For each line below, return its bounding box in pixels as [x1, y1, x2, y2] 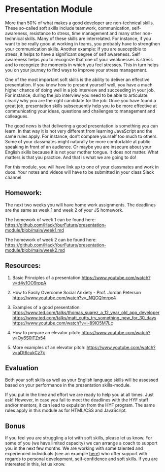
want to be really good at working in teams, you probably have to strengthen [5, 40, 160, 46]
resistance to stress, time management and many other [29, 30, 142, 36]
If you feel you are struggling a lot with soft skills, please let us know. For [5, 435, 153, 441]
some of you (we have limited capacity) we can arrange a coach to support [5, 440, 158, 446]
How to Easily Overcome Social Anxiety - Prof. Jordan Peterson [12, 289, 141, 295]
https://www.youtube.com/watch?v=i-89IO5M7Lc [12, 320, 113, 326]
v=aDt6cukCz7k [12, 350, 45, 355]
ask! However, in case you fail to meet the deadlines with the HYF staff [5, 397, 149, 403]
